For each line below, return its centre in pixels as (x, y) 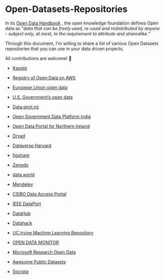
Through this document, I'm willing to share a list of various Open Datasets (82, 43)
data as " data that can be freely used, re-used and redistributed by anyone (83, 28)
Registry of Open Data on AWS (44, 77)
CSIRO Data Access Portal (39, 194)
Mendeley (23, 184)
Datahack (22, 223)
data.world (23, 174)
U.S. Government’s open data (43, 97)
